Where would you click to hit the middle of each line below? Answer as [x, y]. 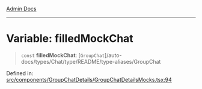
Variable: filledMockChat [70, 39]
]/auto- [113, 55]
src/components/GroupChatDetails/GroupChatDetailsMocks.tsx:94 [89, 79]
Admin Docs [21, 9]
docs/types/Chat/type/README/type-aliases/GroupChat [91, 61]
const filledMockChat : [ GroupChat [63, 55]
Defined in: [20, 73]
